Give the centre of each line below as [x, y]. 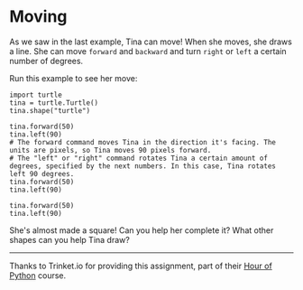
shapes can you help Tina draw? [70, 239]
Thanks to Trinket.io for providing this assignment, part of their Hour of [141, 266]
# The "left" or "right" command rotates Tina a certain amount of [139, 158]
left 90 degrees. [42, 173]
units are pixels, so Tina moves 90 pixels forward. [110, 150]
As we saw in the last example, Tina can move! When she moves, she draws [151, 42]
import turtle [36, 95]
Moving [38, 17]
